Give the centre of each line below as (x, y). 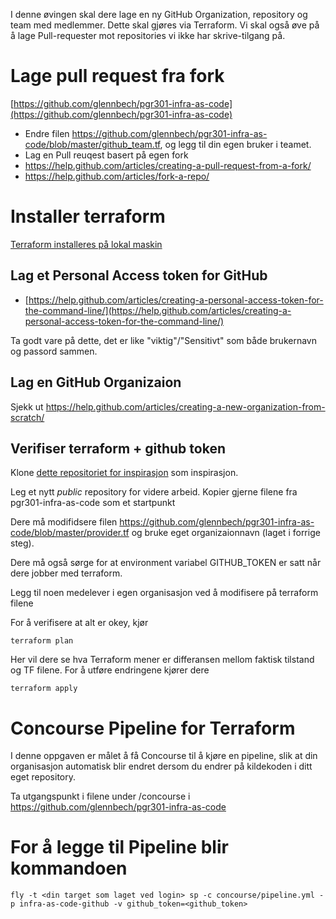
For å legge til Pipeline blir (119, 847)
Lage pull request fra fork (117, 76)
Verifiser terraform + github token (118, 448)
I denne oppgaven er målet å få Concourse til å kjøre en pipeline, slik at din (164, 756)
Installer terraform (88, 216)
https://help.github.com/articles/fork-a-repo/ (117, 176)
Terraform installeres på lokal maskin (86, 244)
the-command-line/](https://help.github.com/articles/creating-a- (158, 310)
